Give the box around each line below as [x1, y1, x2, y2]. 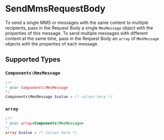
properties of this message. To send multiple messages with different [5, 30, 148, 36]
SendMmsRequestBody [5, 3, 106, 14]
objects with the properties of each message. [5, 40, 99, 46]
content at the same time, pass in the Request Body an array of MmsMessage [5, 35, 159, 41]
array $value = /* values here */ [5, 130, 77, 135]
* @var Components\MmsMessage [5, 85, 68, 90]
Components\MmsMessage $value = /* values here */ [5, 94, 113, 99]
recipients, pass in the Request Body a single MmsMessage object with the [5, 24, 153, 30]
